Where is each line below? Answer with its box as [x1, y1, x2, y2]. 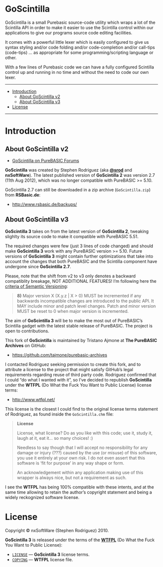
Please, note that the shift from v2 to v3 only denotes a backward [5, 273, 136, 279]
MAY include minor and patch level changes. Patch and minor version [16, 303, 156, 309]
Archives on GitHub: [5, 343, 47, 348]
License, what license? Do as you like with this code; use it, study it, [16, 430, 153, 436]
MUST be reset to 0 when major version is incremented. [16, 308, 129, 314]
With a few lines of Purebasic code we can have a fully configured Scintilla [5, 64, 154, 70]
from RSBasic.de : [5, 192, 41, 198]
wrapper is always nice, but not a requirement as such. [16, 475, 127, 481]
